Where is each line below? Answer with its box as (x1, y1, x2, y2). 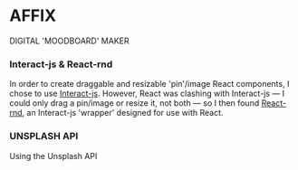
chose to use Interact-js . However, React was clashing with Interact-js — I (9, 88, 285, 99)
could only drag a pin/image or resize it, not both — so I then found (9, 98, 260, 109)
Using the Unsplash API (9, 150, 98, 161)
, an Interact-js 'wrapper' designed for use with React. (22, 108, 224, 118)
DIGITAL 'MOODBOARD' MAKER (9, 35, 130, 46)
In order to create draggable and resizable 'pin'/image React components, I (9, 79, 290, 90)
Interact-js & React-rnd (9, 58, 113, 71)
